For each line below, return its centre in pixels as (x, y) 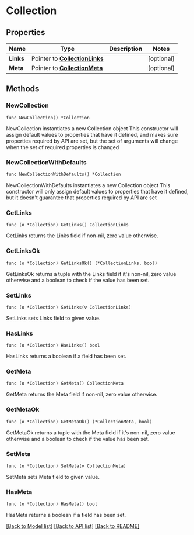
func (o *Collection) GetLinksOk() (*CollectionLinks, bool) (82, 263)
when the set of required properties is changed (63, 147)
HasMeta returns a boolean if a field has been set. (66, 515)
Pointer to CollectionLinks (67, 58)
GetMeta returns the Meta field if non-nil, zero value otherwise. (82, 394)
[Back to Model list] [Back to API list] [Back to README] (73, 526)
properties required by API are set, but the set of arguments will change (92, 141)
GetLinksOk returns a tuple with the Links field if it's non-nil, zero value (91, 274)
